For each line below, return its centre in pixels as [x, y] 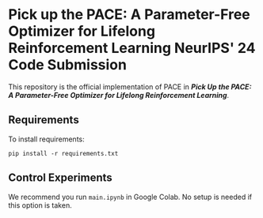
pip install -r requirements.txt [63, 153]
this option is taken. [40, 205]
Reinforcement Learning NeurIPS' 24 [132, 48]
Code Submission [67, 65]
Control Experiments [60, 178]
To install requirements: [46, 139]
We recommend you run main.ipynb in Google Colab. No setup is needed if [130, 197]
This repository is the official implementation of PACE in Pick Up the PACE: [130, 86]
